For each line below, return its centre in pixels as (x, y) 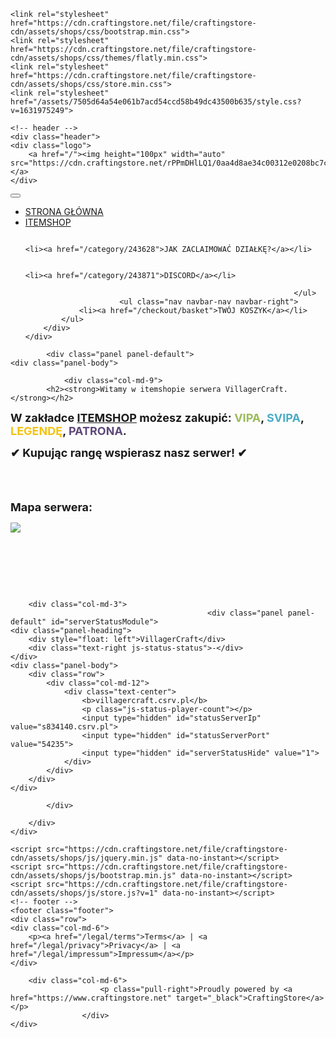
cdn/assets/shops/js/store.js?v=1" (84, 893)
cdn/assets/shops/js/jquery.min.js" (86, 858)
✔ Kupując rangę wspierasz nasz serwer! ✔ (129, 453)
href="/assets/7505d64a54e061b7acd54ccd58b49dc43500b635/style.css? (156, 102)
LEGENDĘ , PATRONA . (68, 431)
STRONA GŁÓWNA (64, 211)
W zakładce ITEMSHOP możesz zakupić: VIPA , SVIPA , (157, 418)
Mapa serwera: (51, 507)
